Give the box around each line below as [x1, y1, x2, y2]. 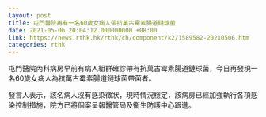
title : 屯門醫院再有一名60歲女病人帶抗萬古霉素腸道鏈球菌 [8, 19, 176, 27]
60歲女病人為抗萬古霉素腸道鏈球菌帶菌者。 [14, 74, 156, 83]
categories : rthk [8, 41, 66, 49]
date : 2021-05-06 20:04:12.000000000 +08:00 [8, 26, 158, 34]
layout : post [8, 11, 51, 20]
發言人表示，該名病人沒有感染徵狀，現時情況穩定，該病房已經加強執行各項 [8, 90, 251, 100]
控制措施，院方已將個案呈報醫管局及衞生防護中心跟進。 [14, 100, 196, 110]
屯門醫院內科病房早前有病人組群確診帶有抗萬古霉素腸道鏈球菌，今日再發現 [8, 64, 251, 74]
